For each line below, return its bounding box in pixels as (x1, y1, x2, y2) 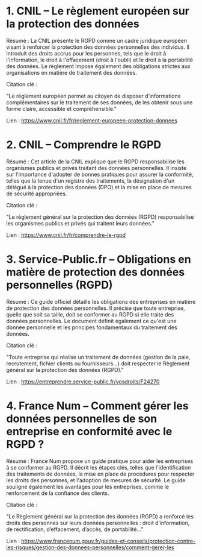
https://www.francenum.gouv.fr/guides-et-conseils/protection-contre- (20, 537, 196, 544)
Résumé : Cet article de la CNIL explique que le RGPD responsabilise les (6, 158, 185, 165)
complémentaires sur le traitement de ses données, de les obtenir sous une (6, 98, 194, 106)
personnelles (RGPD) (6, 278, 113, 292)
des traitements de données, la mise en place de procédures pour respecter (6, 470, 195, 477)
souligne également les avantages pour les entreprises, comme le (6, 483, 170, 490)
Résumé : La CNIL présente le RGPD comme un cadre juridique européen (6, 37, 188, 44)
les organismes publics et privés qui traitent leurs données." (6, 219, 155, 227)
